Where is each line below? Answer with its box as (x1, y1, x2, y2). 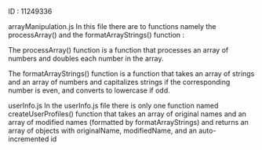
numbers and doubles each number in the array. (8, 54, 164, 63)
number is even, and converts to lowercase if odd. (8, 86, 170, 95)
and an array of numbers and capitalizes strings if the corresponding (8, 78, 231, 86)
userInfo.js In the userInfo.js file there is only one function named (8, 101, 219, 110)
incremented (8, 134, 49, 144)
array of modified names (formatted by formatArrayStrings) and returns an (8, 118, 249, 126)
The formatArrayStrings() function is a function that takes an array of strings (8, 69, 255, 78)
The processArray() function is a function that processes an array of (8, 46, 229, 54)
